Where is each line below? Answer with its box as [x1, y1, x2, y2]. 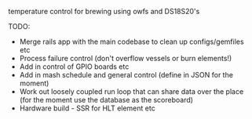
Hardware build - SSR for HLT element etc [19, 103, 155, 113]
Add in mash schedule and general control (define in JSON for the [19, 70, 234, 79]
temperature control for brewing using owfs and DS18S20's [8, 7, 200, 16]
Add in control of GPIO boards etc [19, 62, 130, 71]
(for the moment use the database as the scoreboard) [19, 96, 194, 104]
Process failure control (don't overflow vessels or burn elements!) [19, 54, 232, 63]
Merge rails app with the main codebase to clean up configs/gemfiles [19, 37, 245, 46]
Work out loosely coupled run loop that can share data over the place [19, 87, 244, 96]
